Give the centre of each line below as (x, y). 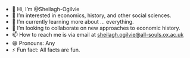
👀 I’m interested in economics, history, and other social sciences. (91, 15)
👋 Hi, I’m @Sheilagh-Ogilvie (46, 9)
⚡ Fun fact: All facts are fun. (46, 50)
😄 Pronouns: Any (33, 43)
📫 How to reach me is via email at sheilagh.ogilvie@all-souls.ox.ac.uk (98, 35)
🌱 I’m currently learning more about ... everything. (73, 22)
